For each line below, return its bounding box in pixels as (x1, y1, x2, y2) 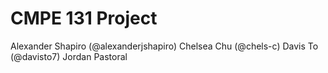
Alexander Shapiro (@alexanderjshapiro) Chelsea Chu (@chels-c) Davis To (10, 40, 319, 52)
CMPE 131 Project (10, 7, 158, 30)
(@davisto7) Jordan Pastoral (10, 50, 128, 62)
